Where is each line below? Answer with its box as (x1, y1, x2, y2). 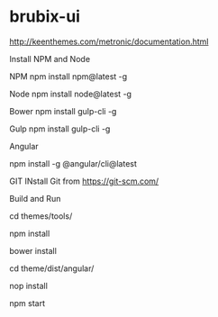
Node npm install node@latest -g (9, 88, 132, 99)
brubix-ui (9, 6, 81, 27)
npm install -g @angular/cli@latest (9, 158, 138, 168)
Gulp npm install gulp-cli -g (9, 123, 111, 134)
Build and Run (9, 193, 61, 204)
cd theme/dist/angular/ (9, 263, 95, 274)
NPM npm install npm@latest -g (9, 70, 128, 82)
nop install (9, 280, 48, 291)
